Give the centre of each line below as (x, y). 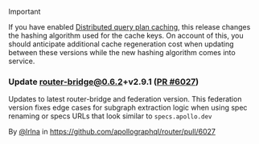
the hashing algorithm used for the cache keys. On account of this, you (126, 36)
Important (25, 12)
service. (22, 61)
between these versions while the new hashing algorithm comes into (122, 52)
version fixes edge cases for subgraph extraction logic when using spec (128, 108)
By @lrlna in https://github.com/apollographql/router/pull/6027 (112, 132)
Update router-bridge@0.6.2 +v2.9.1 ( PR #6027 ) (104, 82)
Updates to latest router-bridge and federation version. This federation (125, 99)
